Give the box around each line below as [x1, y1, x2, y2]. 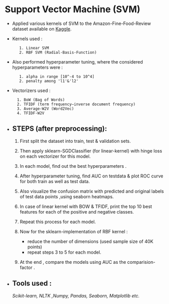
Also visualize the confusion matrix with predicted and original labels [19, 188, 164, 194]
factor [19, 264, 33, 270]
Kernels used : [12, 36, 43, 42]
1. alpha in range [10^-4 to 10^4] [19, 74, 95, 79]
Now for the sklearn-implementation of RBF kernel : [19, 228, 128, 234]
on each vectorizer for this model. [19, 153, 91, 159]
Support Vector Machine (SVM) [5, 4, 140, 15]
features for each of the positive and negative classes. [19, 208, 134, 215]
